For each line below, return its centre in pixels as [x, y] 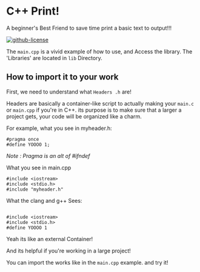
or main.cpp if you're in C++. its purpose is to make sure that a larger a [94, 110]
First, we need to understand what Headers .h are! [69, 92]
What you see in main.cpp [39, 168]
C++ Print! [33, 11]
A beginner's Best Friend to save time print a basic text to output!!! [89, 28]
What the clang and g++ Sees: [44, 200]
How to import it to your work [62, 77]
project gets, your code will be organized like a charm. [74, 116]
